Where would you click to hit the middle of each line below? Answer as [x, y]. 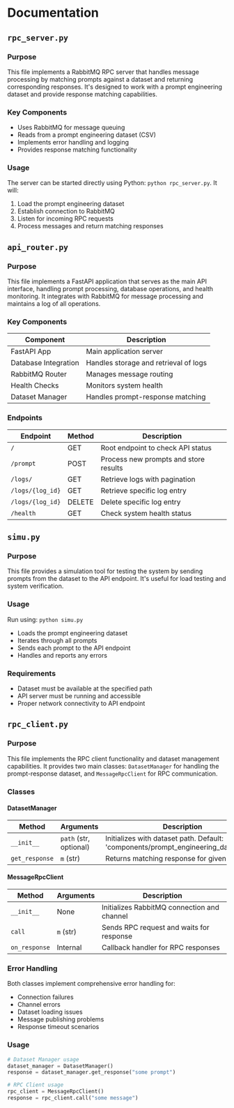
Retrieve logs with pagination [148, 479]
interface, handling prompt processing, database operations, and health [110, 289]
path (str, [75, 838]
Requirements [32, 673]
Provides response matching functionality [77, 150]
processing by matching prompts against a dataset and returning [100, 79]
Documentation [53, 13]
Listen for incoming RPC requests [65, 219]
